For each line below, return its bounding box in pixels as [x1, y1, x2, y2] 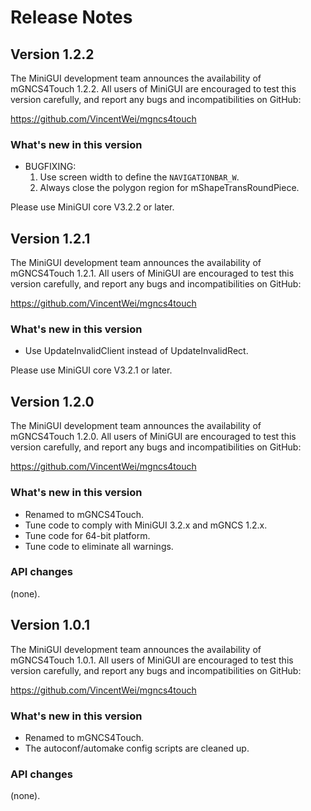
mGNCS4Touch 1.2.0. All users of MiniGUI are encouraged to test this [10, 431, 297, 443]
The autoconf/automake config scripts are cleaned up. [24, 742, 250, 754]
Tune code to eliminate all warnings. [24, 540, 174, 552]
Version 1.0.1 [10, 617, 91, 634]
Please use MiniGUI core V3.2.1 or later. [10, 364, 173, 376]
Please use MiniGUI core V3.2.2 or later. [10, 201, 175, 213]
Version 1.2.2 [10, 46, 95, 63]
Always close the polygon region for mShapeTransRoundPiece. [39, 182, 300, 194]
